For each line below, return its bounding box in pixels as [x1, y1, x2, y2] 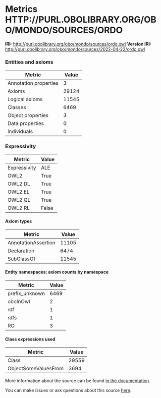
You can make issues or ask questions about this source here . [5, 388, 132, 394]
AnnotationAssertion [7, 239, 55, 246]
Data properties [7, 120, 44, 127]
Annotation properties [7, 80, 58, 87]
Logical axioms [7, 96, 43, 103]
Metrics [5, 3, 38, 15]
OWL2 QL [7, 196, 31, 203]
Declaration [7, 247, 35, 254]
